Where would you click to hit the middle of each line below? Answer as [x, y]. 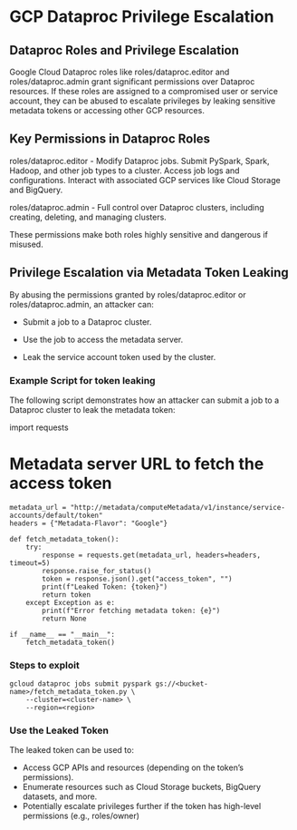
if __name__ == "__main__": [62, 634]
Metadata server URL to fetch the [137, 464]
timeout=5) [30, 563]
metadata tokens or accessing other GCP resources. [107, 110]
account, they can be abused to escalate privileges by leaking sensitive [143, 101]
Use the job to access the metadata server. [103, 339]
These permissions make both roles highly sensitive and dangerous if [139, 234]
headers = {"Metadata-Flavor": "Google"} [89, 523]
